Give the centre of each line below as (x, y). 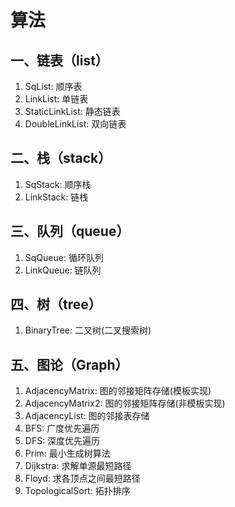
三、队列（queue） (70, 231)
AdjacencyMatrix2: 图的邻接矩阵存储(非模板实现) (125, 403)
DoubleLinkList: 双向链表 (75, 124)
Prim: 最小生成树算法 (67, 453)
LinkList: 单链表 (56, 99)
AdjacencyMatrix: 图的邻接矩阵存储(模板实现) (118, 391)
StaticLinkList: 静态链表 (72, 111)
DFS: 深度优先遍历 (62, 441)
